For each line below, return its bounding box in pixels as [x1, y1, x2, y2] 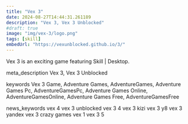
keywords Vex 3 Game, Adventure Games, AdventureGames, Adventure [6, 80, 181, 87]
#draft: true [6, 25, 38, 31]
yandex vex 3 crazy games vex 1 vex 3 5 [6, 110, 105, 118]
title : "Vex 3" [6, 8, 44, 15]
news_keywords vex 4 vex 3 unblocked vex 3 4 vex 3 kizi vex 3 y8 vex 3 [6, 105, 183, 112]
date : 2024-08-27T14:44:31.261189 [6, 14, 92, 20]
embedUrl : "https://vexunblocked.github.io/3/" [6, 42, 126, 48]
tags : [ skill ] [6, 36, 41, 42]
